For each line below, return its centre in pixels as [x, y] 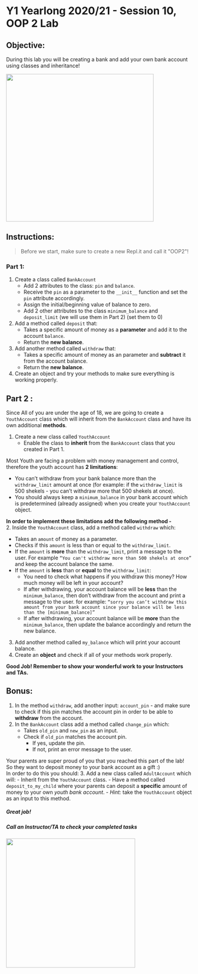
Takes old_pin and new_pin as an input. [71, 730]
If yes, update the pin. [59, 743]
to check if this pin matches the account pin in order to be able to [94, 711]
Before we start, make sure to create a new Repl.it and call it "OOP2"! [105, 251]
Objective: [26, 45]
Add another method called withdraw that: [65, 348]
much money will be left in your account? [73, 582]
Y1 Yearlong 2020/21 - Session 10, [91, 11]
